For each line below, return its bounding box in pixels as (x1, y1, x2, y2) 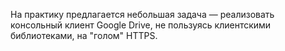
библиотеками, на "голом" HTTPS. (10, 30, 158, 41)
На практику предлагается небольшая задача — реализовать (10, 9, 275, 20)
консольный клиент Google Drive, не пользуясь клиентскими (10, 19, 272, 31)
